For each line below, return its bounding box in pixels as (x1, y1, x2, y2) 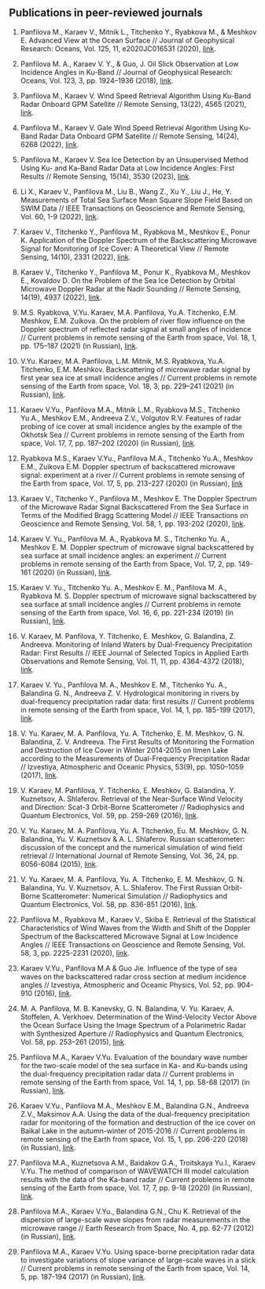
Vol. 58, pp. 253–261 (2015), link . (20, 1037, 127, 1046)
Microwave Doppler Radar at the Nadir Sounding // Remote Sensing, (20, 284, 241, 293)
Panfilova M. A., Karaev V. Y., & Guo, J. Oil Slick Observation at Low (20, 59, 239, 68)
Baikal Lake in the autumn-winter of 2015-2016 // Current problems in (20, 1126, 245, 1135)
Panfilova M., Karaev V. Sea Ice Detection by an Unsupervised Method (20, 155, 248, 164)
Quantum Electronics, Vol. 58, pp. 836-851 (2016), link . (20, 899, 198, 909)
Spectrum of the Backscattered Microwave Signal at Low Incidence (20, 931, 239, 941)
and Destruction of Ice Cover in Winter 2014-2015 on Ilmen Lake (20, 745, 229, 755)
